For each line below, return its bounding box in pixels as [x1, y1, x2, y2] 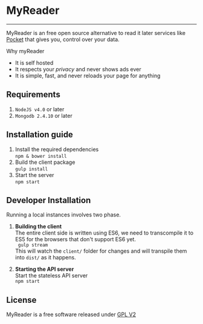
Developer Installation [6, 195, 91, 206]
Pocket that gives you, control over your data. [6, 36, 120, 43]
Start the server [14, 171, 54, 178]
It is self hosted [14, 59, 54, 66]
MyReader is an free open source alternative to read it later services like [6, 29, 186, 36]
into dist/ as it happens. [14, 254, 77, 261]
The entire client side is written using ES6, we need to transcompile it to [14, 229, 194, 236]
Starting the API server [14, 265, 74, 273]
